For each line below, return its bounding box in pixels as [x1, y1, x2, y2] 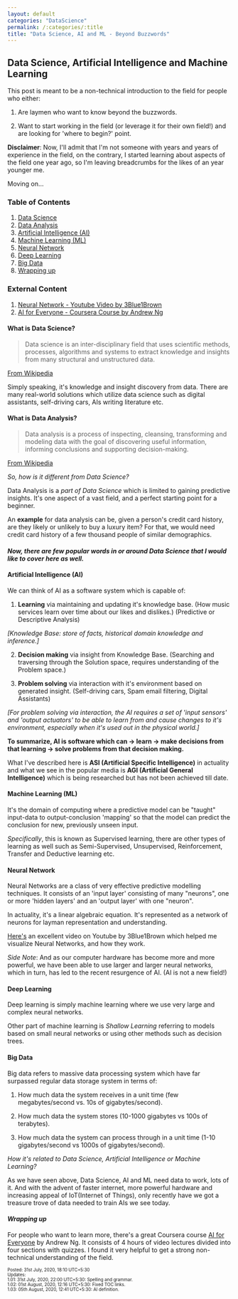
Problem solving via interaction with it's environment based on [17, 679, 202, 687]
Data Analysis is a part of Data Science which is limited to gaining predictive [7, 487, 231, 495]
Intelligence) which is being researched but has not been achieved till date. [7, 773, 229, 782]
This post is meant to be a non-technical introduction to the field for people [7, 87, 227, 95]
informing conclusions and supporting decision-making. [24, 445, 189, 454]
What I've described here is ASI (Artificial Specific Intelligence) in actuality [7, 758, 229, 767]
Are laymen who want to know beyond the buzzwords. [17, 108, 178, 117]
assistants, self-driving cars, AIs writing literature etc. [7, 398, 164, 406]
